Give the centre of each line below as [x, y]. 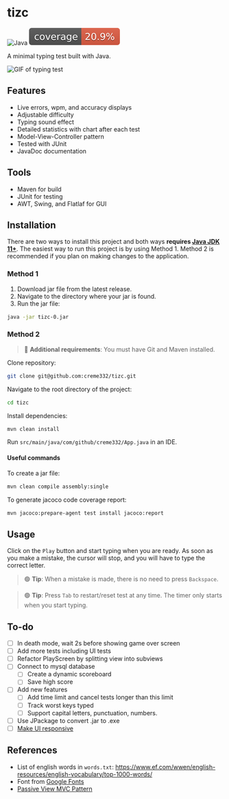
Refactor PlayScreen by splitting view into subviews [90, 659]
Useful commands [34, 458]
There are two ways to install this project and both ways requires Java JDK [113, 242]
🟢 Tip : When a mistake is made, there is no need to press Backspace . [121, 579]
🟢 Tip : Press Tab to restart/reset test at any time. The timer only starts [123, 595]
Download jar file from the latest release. [74, 288]
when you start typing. [56, 605]
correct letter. [26, 565]
